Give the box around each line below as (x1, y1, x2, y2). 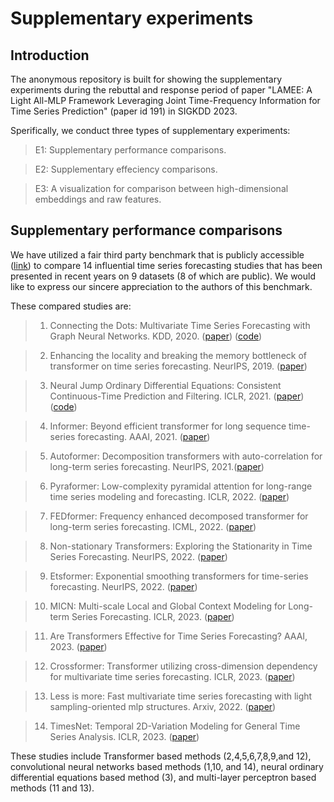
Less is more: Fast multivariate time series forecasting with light (49, 690, 313, 702)
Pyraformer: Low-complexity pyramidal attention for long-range (49, 480, 313, 492)
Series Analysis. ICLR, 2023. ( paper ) (49, 730, 200, 742)
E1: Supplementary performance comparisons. (34, 144, 227, 156)
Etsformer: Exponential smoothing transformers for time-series (49, 570, 309, 582)
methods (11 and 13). (10, 782, 95, 794)
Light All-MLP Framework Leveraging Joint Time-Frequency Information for (10, 95, 321, 106)
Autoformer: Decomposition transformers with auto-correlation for (49, 450, 323, 462)
